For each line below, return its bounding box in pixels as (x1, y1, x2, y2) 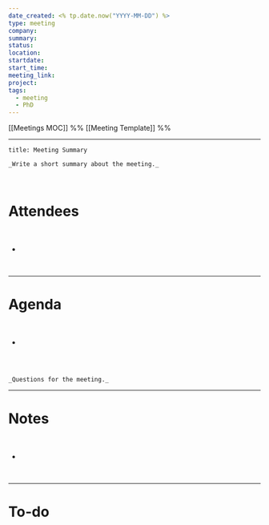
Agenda (8, 296, 62, 313)
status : (8, 42, 34, 50)
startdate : (8, 57, 45, 65)
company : (8, 26, 38, 34)
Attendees (8, 202, 79, 220)
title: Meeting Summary (8, 146, 88, 155)
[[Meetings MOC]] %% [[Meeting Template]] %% (8, 123, 171, 133)
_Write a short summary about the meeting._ (8, 160, 159, 168)
